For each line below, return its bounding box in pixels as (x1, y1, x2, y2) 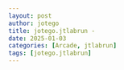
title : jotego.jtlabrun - (8, 27, 95, 35)
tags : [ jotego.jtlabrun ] (8, 49, 92, 57)
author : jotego (8, 19, 60, 27)
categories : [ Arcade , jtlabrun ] (8, 42, 117, 50)
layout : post (8, 11, 52, 20)
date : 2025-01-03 (8, 34, 67, 43)
